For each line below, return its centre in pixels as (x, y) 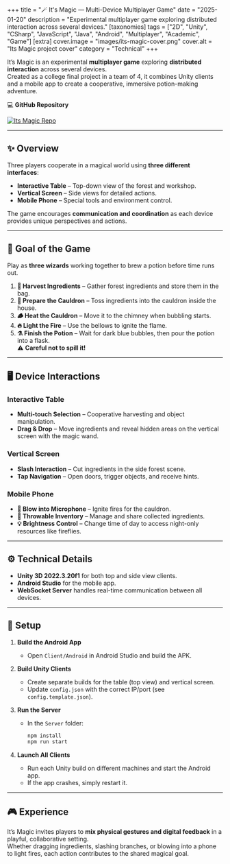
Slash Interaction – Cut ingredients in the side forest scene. (101, 469)
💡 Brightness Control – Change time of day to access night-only (108, 523)
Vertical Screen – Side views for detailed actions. (87, 193)
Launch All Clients (43, 755)
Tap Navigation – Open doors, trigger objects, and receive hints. (108, 476)
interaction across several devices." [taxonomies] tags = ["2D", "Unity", (107, 27)
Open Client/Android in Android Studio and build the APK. (109, 655)
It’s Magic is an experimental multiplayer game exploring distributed (104, 62)
